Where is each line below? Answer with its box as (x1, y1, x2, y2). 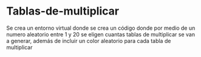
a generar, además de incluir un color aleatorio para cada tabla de (6, 37, 171, 44)
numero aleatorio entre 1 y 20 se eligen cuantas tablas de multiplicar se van (6, 30, 196, 38)
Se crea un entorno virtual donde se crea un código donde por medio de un (6, 24, 196, 32)
